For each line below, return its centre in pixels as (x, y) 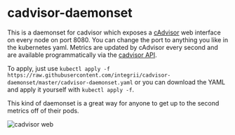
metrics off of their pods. (43, 110)
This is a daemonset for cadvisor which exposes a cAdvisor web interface (114, 32)
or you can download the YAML (180, 82)
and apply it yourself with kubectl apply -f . (71, 89)
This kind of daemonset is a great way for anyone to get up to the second (113, 103)
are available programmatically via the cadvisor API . (82, 55)
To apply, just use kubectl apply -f (59, 68)
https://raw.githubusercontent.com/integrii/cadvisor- (89, 75)
